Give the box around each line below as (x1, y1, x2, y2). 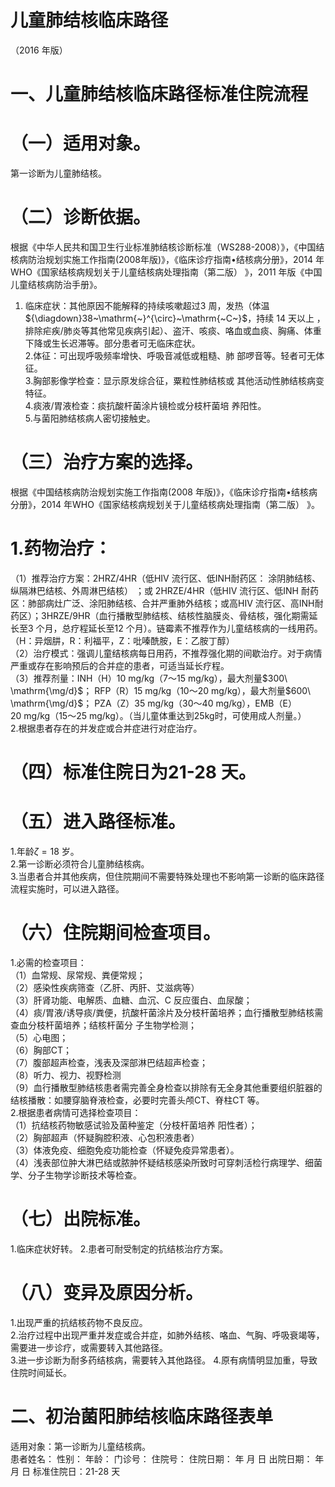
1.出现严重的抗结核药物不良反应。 (10, 1316, 148, 1328)
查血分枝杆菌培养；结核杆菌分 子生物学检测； (10, 1019, 197, 1031)
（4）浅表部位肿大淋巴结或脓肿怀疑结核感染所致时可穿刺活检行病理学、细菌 (10, 1156, 323, 1168)
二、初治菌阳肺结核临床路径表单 (10, 1406, 274, 1428)
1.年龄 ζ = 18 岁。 (10, 846, 80, 857)
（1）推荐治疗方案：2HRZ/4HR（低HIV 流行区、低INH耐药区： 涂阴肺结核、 (10, 572, 322, 584)
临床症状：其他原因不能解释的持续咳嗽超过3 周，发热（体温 (24, 300, 270, 311)
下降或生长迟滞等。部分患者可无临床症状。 (24, 337, 201, 349)
